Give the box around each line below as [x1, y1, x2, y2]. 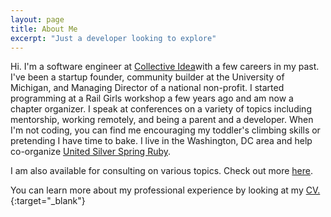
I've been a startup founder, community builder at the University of [10, 71, 285, 83]
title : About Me [10, 24, 78, 34]
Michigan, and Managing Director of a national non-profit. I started [10, 82, 285, 94]
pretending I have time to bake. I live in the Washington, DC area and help [10, 135, 313, 147]
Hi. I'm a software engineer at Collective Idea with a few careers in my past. [10, 61, 320, 73]
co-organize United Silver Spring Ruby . [10, 146, 172, 158]
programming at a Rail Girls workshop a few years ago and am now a [10, 92, 294, 105]
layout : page [10, 14, 65, 25]
